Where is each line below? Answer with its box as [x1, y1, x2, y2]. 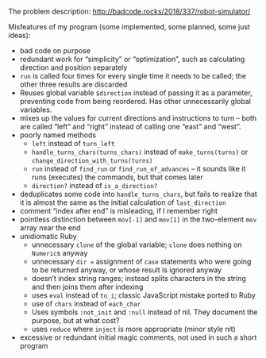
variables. [19, 105, 52, 114]
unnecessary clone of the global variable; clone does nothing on [31, 240, 242, 249]
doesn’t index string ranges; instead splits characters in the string [31, 274, 246, 283]
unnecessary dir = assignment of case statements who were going [31, 257, 252, 266]
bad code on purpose [19, 46, 91, 55]
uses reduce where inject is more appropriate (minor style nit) [31, 325, 236, 333]
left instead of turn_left [31, 139, 115, 148]
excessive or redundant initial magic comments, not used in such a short [19, 333, 257, 342]
